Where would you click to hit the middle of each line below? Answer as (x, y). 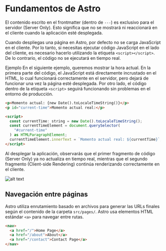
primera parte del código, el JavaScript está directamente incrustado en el (81, 73)
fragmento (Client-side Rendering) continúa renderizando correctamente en (82, 164)
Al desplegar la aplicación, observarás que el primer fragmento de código (80, 153)
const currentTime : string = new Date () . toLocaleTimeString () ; (76, 121)
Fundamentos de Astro (53, 9)
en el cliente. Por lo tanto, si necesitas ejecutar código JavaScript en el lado (82, 47)
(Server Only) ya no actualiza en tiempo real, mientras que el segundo (76, 159)
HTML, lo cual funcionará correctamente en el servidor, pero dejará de (77, 78)
